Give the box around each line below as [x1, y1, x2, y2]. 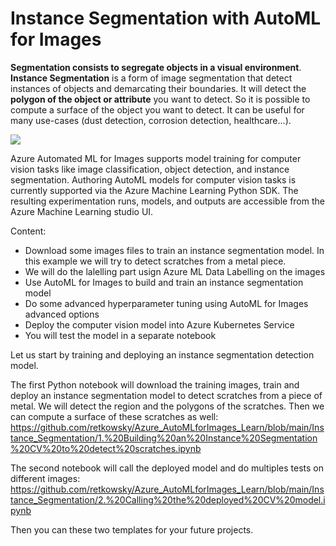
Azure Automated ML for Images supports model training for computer [10, 152, 302, 164]
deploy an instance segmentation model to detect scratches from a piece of [10, 389, 323, 401]
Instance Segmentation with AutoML [10, 7, 322, 30]
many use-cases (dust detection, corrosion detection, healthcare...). [10, 114, 292, 126]
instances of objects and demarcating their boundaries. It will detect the [10, 82, 307, 94]
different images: [10, 472, 81, 484]
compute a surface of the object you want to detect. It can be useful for [10, 103, 305, 116]
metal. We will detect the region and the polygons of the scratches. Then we [10, 400, 325, 412]
